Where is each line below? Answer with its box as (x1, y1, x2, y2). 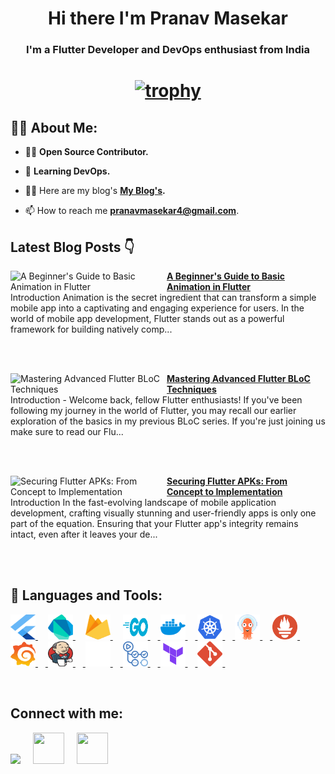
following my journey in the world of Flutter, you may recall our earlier (10, 404, 297, 416)
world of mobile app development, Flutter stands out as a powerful (10, 312, 285, 324)
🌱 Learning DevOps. (24, 165, 111, 177)
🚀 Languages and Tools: (10, 587, 163, 604)
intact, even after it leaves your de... (10, 528, 158, 540)
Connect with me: (10, 705, 124, 722)
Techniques (166, 383, 217, 395)
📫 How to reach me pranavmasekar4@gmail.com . (24, 205, 240, 217)
